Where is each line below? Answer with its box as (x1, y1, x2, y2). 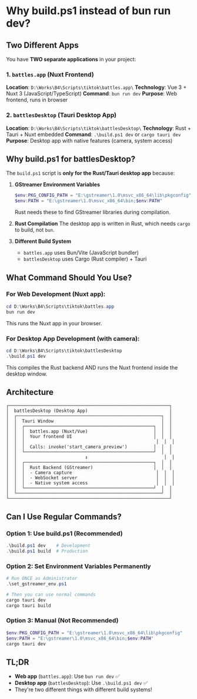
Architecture (6, 387, 54, 397)
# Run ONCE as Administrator (6, 576, 78, 582)
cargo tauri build (6, 602, 51, 608)
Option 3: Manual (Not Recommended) (6, 616, 119, 625)
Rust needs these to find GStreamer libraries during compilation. (14, 209, 171, 216)
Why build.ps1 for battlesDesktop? (6, 154, 136, 164)
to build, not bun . (14, 226, 55, 233)
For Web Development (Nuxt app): (6, 290, 106, 298)
